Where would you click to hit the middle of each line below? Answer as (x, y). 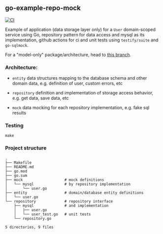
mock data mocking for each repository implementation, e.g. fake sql (81, 108)
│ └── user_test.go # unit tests (53, 214)
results (19, 113)
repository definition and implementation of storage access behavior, (83, 93)
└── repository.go (33, 218)
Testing (14, 126)
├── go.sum (16, 175)
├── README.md (20, 167)
